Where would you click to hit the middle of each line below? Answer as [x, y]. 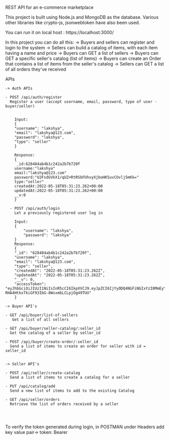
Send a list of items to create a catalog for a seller [70, 378]
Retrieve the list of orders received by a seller [64, 404]
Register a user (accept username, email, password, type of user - [83, 102]
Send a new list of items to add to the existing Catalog [72, 391]
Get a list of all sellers [40, 320]
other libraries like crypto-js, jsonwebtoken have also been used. [73, 23]
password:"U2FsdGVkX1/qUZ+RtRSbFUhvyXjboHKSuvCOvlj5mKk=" [77, 177]
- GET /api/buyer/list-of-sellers [42, 315]
